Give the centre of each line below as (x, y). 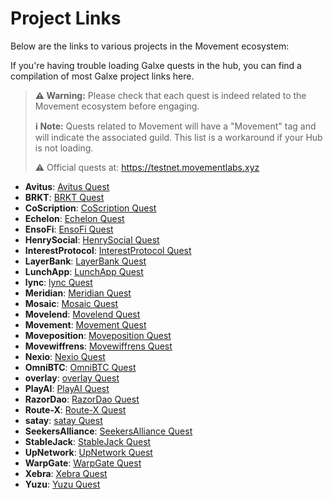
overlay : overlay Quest (72, 378)
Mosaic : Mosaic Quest (71, 303)
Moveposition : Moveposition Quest (98, 335)
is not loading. (64, 148)
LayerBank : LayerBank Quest (85, 261)
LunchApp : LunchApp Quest (84, 271)
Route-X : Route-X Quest (75, 409)
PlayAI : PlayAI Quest (67, 388)
